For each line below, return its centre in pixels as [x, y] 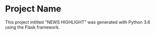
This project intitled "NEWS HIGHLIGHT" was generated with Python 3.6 [78, 22]
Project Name [33, 9]
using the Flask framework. [33, 27]
